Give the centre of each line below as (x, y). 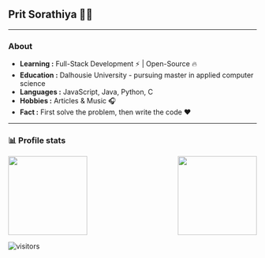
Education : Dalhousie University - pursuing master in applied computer (136, 75)
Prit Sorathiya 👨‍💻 (50, 15)
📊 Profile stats (37, 140)
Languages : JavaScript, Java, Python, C (86, 92)
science (32, 84)
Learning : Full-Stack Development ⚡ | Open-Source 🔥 (108, 64)
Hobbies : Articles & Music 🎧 (68, 101)
